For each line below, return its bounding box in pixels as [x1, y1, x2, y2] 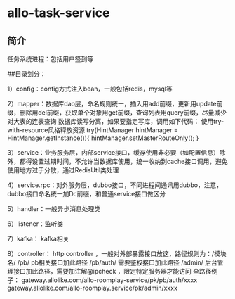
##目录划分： [7, 70, 46, 78]
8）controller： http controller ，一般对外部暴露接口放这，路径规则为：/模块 [7, 250, 227, 257]
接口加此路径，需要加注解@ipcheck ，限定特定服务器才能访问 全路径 [13, 267, 212, 275]
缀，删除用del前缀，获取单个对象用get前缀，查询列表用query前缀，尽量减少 [7, 108, 227, 117]
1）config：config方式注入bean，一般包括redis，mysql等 [7, 84, 173, 93]
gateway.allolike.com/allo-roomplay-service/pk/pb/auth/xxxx [20, 276, 198, 284]
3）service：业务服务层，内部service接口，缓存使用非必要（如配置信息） [7, 148, 220, 156]
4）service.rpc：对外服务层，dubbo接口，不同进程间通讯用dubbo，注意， [7, 181, 223, 189]
